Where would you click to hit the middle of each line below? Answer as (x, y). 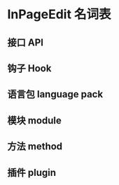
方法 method (35, 147)
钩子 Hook (29, 68)
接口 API (26, 42)
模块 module (34, 120)
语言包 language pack (55, 94)
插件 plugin (32, 172)
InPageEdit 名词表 (59, 14)
